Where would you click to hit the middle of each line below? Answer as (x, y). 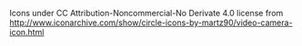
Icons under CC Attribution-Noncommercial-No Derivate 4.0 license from (146, 13)
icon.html (27, 32)
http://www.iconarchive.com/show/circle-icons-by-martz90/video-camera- (151, 23)
